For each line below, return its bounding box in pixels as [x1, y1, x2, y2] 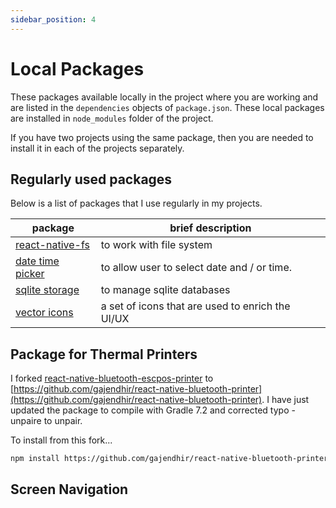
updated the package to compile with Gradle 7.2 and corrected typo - [10, 404, 296, 416]
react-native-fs [15, 238, 90, 252]
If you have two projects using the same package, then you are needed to [10, 131, 314, 143]
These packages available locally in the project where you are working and [10, 91, 319, 103]
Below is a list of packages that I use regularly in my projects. [10, 197, 263, 210]
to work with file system [100, 238, 213, 252]
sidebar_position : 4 [10, 14, 97, 25]
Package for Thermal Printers [10, 346, 198, 363]
